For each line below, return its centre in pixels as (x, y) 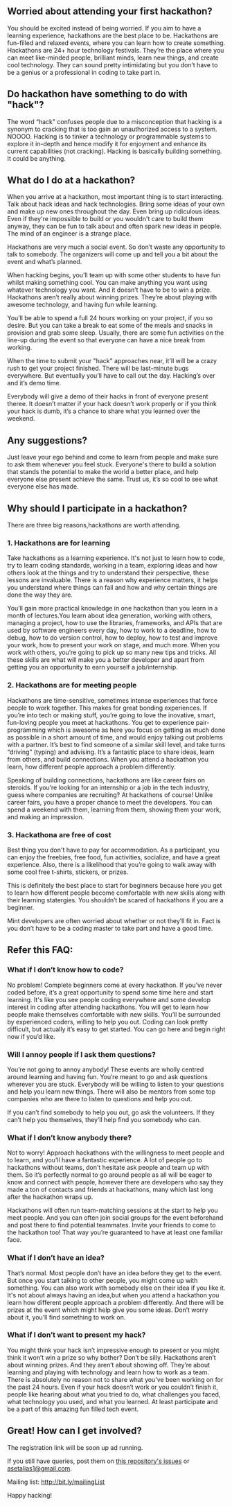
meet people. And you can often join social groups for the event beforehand (115, 1218)
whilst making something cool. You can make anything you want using (107, 283)
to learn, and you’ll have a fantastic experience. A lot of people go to (105, 1160)
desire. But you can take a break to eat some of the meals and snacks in (110, 326)
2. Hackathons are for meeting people (72, 685)
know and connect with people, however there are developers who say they (115, 1182)
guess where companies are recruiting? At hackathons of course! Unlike (110, 795)
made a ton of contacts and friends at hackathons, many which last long (110, 1190)
